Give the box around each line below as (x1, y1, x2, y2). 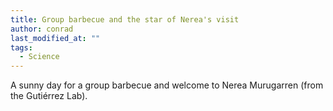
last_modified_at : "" (10, 33, 101, 43)
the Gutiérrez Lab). (10, 90, 88, 102)
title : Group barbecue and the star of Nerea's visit (10, 14, 240, 25)
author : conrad (10, 24, 74, 34)
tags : (10, 42, 33, 53)
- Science (19, 52, 60, 62)
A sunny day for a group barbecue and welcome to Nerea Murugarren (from (10, 79, 324, 91)
